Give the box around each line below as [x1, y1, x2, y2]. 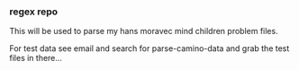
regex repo [9, 5, 59, 18]
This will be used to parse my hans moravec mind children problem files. [9, 26, 278, 37]
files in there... [9, 53, 63, 64]
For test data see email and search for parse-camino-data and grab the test [9, 43, 290, 54]
